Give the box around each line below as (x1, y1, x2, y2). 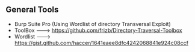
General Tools (5, 5, 59, 15)
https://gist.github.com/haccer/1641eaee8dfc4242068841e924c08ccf (14, 39, 189, 46)
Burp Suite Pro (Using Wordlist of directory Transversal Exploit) (14, 20, 171, 27)
